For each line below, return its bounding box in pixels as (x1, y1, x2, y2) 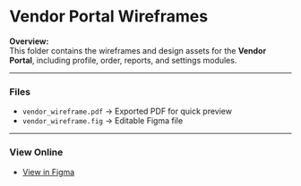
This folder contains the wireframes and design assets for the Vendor (9, 45, 267, 55)
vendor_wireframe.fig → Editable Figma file (21, 115, 184, 126)
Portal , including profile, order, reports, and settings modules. (9, 55, 237, 65)
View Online (9, 146, 64, 158)
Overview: (9, 36, 49, 46)
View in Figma (21, 166, 75, 177)
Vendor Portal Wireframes (9, 6, 209, 27)
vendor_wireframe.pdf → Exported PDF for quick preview (21, 106, 233, 117)
